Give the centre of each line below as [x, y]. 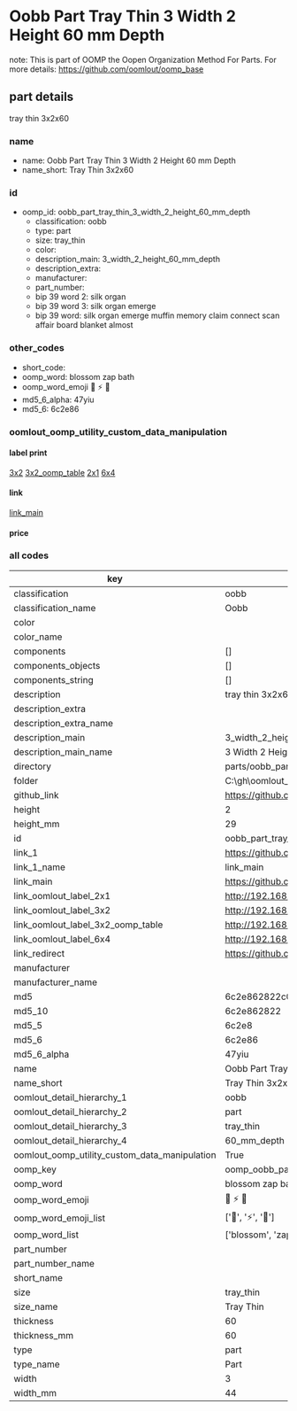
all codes [29, 555]
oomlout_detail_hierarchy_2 [70, 1112]
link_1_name [40, 867]
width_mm [35, 1392]
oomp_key [35, 1169]
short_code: [44, 367]
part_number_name [54, 1263]
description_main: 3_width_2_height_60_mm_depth [128, 260]
